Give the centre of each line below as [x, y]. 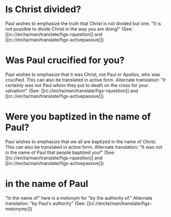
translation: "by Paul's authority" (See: [45, 203]
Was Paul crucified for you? [65, 60]
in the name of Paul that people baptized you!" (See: [60, 152]
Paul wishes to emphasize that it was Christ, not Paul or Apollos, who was [83, 74]
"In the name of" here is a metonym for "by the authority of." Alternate [79, 198]
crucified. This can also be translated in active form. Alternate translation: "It [86, 79]
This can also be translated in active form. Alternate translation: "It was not [84, 147]
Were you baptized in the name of [78, 117]
